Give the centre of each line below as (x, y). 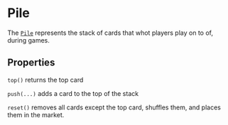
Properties (31, 63)
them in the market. (36, 114)
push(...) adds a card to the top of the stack (73, 93)
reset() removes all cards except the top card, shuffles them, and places (114, 107)
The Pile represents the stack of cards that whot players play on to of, (110, 33)
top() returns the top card (45, 80)
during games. (28, 40)
